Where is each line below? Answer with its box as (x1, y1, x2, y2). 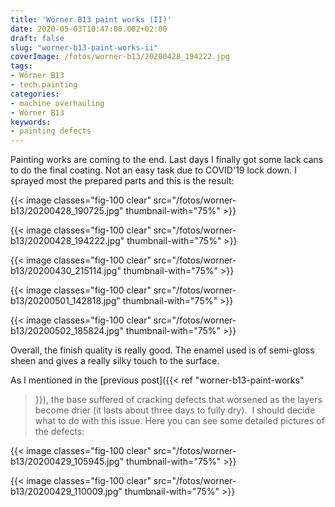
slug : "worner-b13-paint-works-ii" (10, 42, 159, 53)
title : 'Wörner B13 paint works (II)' (10, 14, 172, 25)
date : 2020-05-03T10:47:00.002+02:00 (10, 24, 168, 34)
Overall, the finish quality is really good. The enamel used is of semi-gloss (10, 344, 315, 356)
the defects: (34, 426, 85, 438)
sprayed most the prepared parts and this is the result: (10, 175, 235, 187)
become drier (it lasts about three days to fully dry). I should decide (34, 404, 316, 416)
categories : (10, 89, 60, 99)
